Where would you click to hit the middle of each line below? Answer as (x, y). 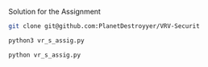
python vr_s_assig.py (45, 55)
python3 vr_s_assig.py (46, 40)
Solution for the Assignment (54, 12)
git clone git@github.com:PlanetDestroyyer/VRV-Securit (104, 26)
